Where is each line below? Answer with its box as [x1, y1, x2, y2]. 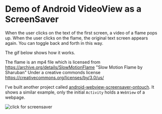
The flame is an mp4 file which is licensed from [5, 59, 101, 65]
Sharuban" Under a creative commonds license [5, 69, 101, 75]
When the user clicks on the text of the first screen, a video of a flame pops [5, 30, 158, 36]
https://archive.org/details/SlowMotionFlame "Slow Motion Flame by [5, 64, 143, 70]
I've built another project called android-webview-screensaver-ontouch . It [5, 84, 155, 90]
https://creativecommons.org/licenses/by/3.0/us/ [5, 75, 104, 80]
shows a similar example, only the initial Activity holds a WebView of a [5, 89, 145, 95]
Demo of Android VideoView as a [5, 3, 142, 15]
